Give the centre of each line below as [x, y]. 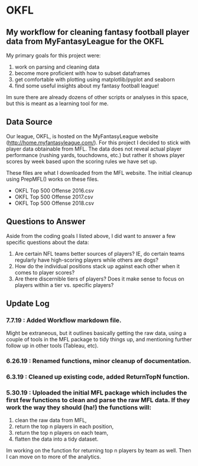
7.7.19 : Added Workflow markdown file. [64, 320]
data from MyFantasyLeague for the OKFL [85, 41]
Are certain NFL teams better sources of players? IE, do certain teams [100, 253]
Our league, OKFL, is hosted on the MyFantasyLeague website [82, 136]
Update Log [28, 304]
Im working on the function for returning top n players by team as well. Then [99, 451]
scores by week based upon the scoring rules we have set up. [82, 161]
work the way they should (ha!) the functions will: [79, 408]
